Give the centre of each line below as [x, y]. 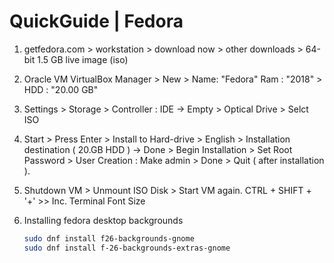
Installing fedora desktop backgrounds [103, 220]
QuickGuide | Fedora [96, 21]
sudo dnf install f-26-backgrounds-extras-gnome [127, 248]
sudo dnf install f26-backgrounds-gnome [109, 238]
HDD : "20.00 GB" [61, 89]
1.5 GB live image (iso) [83, 59]
